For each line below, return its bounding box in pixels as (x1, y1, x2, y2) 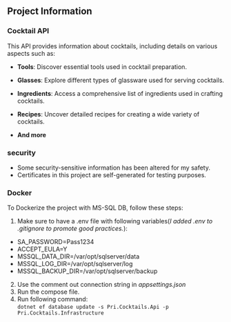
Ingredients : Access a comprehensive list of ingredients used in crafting (17, 89, 223, 97)
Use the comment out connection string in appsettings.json (17, 281, 186, 289)
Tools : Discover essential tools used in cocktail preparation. (17, 62, 188, 71)
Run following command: (17, 295, 88, 303)
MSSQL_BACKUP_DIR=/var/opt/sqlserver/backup (17, 267, 158, 275)
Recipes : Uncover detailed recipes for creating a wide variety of (17, 110, 200, 118)
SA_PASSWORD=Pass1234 (17, 238, 94, 246)
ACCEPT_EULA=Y (17, 245, 68, 254)
